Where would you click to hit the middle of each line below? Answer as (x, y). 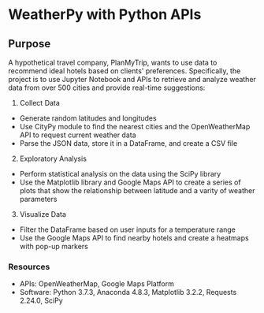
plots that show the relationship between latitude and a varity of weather (137, 190)
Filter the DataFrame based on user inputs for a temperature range (128, 229)
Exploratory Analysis (53, 158)
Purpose (30, 44)
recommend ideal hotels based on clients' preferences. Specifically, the (125, 71)
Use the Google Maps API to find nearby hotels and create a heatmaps (134, 238)
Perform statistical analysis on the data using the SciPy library (120, 174)
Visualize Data (43, 214)
